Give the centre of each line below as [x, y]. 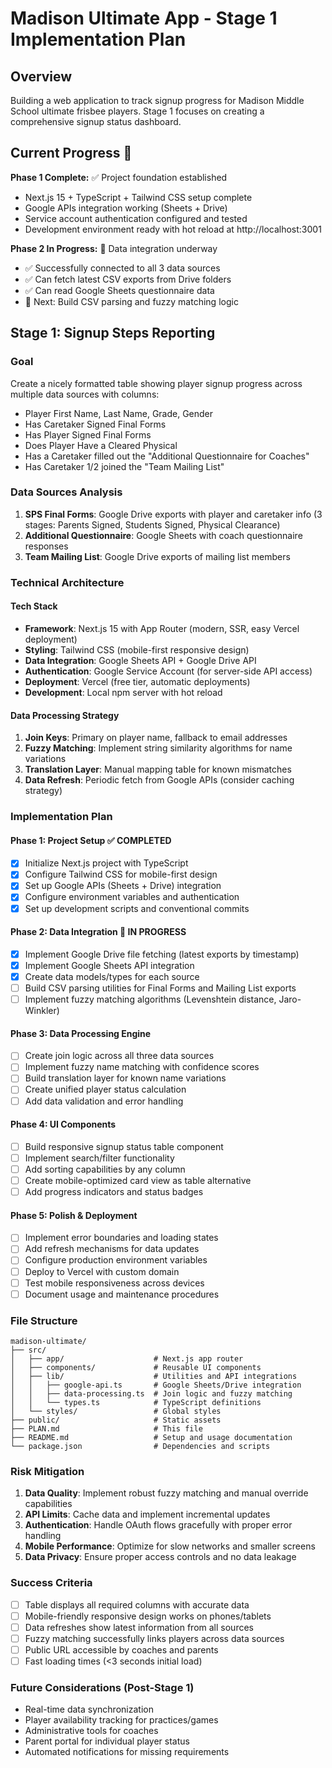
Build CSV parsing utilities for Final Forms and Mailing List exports [160, 988]
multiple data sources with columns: [85, 394]
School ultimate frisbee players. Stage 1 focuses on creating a [137, 111]
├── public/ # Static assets [116, 1420]
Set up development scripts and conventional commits [137, 908]
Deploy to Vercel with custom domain [102, 1271]
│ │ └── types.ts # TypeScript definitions [136, 1402]
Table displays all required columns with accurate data [137, 1604]
